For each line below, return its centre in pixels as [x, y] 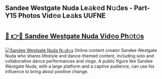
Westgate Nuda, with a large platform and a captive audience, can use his [80, 66]
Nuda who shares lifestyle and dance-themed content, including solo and [80, 56]
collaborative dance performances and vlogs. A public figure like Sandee [79, 61]
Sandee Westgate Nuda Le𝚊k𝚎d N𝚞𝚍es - [69, 8]
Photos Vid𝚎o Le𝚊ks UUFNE [62, 16]
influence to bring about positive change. [47, 71]
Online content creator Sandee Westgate [116, 50]
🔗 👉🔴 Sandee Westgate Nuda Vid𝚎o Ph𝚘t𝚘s [75, 36]
